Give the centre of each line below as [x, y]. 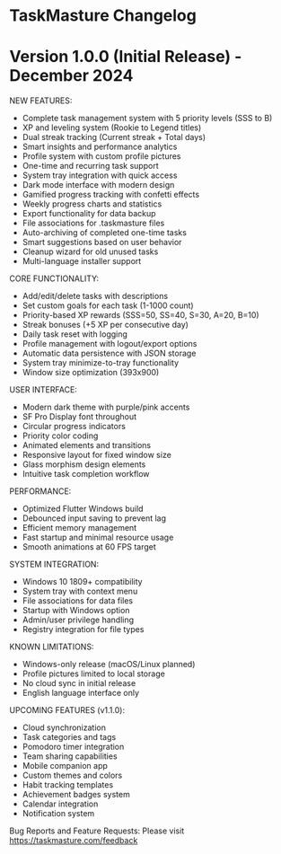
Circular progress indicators [74, 427]
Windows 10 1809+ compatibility [82, 582]
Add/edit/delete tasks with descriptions [95, 296]
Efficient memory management [79, 528]
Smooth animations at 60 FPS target [89, 547]
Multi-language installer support [82, 261]
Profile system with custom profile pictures [101, 156]
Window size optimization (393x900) [91, 373]
